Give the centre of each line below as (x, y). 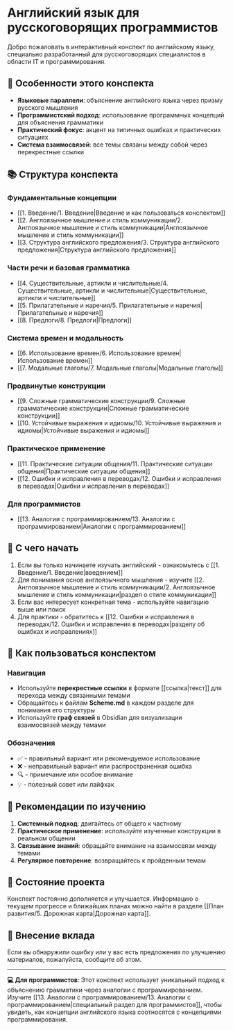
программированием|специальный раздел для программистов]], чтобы (114, 1005)
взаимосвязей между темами (61, 725)
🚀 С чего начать (43, 548)
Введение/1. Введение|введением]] (70, 572)
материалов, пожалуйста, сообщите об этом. (75, 960)
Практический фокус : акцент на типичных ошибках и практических (119, 129)
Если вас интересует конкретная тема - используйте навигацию (113, 602)
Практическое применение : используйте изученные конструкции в (119, 831)
